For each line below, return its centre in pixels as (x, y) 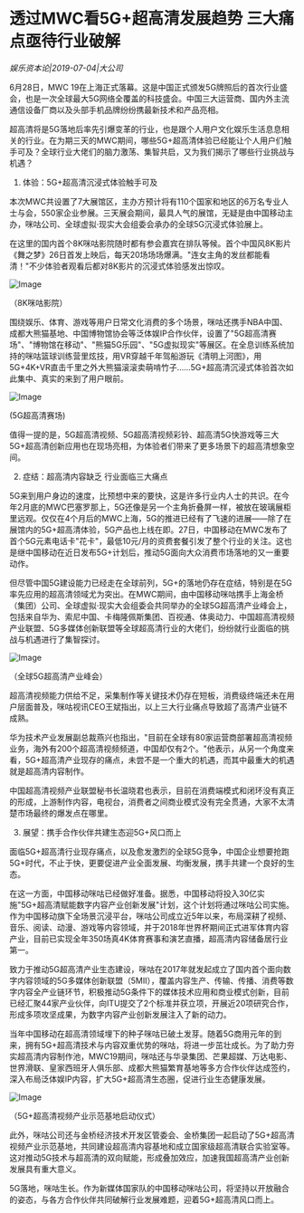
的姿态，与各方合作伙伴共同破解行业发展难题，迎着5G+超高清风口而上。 (144, 1199)
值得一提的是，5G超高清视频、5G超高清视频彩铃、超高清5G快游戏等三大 (144, 435)
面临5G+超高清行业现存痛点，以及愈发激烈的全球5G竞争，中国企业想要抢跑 (149, 851)
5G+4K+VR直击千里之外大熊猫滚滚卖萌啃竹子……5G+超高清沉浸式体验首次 (148, 367)
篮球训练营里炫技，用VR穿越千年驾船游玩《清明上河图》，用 (151, 356)
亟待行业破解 (73, 41)
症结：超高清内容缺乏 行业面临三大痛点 (95, 476)
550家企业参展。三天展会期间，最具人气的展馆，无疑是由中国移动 (163, 213)
